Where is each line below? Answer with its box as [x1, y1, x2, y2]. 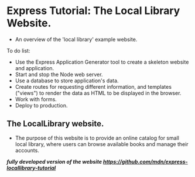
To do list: [6, 47, 30, 54]
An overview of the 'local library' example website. [15, 36, 138, 43]
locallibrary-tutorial [6, 164, 56, 171]
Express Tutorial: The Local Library [6, 4, 180, 18]
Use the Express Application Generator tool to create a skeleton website [15, 58, 189, 65]
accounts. [15, 147, 40, 154]
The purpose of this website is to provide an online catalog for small [15, 134, 179, 141]
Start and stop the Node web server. [15, 71, 103, 78]
